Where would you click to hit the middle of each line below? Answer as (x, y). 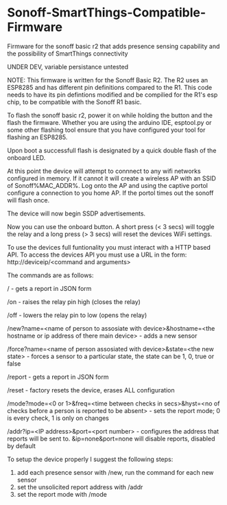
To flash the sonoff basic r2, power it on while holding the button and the (110, 115)
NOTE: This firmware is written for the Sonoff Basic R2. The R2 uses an (108, 80)
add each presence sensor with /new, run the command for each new (115, 472)
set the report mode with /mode (62, 494)
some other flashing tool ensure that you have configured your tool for (106, 130)
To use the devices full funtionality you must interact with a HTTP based (109, 247)
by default (22, 446)
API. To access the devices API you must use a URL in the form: (97, 255)
